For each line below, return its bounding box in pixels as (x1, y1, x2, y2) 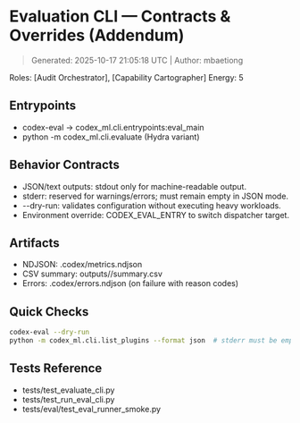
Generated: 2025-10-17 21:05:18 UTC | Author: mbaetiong (30, 55, 244, 65)
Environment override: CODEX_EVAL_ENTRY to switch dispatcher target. (21, 209, 290, 220)
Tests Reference (9, 360, 103, 376)
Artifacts (9, 235, 60, 250)
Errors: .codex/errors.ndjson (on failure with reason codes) (21, 278, 239, 289)
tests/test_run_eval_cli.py (21, 393, 115, 404)
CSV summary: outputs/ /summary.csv (21, 268, 163, 279)
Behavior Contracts (9, 157, 121, 173)
